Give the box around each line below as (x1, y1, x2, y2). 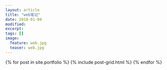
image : (5, 36, 19, 41)
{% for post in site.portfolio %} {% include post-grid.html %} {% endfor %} (5, 59, 162, 65)
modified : (5, 21, 26, 27)
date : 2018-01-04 (5, 17, 42, 22)
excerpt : (5, 26, 24, 31)
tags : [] (5, 31, 24, 36)
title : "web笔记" (5, 12, 41, 17)
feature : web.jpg (10, 41, 47, 46)
